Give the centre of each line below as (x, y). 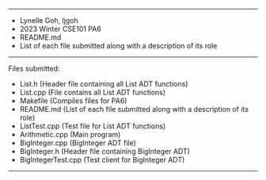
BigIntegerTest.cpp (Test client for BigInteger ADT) (102, 160)
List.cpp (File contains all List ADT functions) (93, 92)
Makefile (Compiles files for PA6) (73, 101)
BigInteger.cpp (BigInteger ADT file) (78, 143)
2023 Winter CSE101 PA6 (60, 29)
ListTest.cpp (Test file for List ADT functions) (93, 126)
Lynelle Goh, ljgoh (49, 20)
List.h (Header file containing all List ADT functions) (104, 84)
